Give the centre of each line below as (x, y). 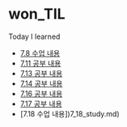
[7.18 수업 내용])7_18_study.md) (70, 113)
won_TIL (37, 14)
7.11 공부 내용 (40, 63)
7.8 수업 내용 (40, 53)
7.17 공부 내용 (41, 104)
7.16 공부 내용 (41, 93)
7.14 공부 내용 (41, 83)
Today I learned (34, 36)
